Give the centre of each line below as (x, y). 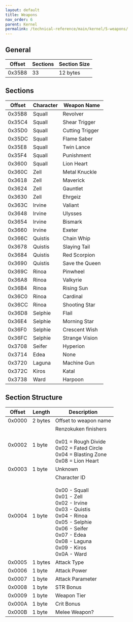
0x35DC (18, 138)
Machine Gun (79, 363)
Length (41, 412)
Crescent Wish (80, 329)
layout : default (22, 10)
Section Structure (34, 398)
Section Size (74, 64)
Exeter (70, 230)
